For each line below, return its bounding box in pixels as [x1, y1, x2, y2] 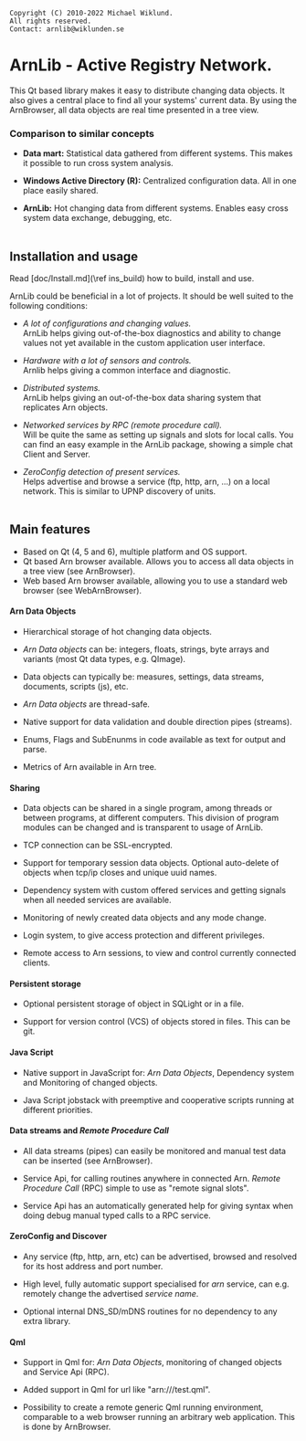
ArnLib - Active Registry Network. [9, 55, 272, 76]
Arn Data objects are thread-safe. [22, 699, 151, 710]
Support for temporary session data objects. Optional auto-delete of [22, 857, 280, 868]
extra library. [22, 1316, 71, 1327]
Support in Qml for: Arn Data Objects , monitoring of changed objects [22, 1357, 282, 1368]
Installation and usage [9, 248, 139, 264]
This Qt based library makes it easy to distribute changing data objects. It [9, 85, 285, 96]
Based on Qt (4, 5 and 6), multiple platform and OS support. [22, 546, 248, 557]
